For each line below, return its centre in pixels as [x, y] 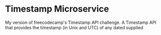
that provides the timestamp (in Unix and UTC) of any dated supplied [74, 27]
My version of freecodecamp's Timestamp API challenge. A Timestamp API [81, 22]
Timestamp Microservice [57, 9]
